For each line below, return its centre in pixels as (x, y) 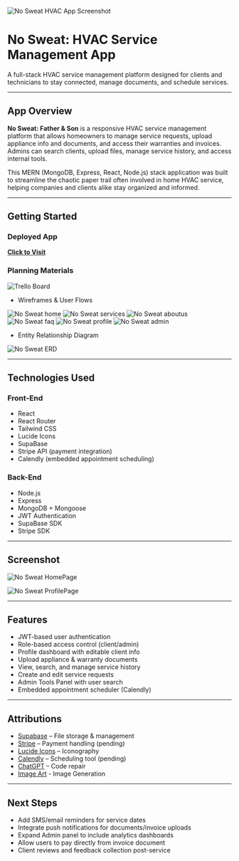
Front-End (25, 398)
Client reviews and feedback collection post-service (94, 850)
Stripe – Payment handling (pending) (71, 744)
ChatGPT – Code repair (52, 766)
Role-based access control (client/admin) (78, 645)
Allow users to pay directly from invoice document (91, 842)
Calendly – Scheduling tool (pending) (72, 759)
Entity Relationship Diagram (58, 335)
